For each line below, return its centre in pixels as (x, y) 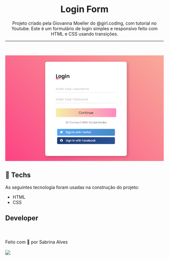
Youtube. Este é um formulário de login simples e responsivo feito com (84, 28)
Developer (22, 218)
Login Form (84, 9)
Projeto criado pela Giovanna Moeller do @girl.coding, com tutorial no (84, 23)
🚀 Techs (18, 175)
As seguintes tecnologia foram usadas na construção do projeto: (72, 187)
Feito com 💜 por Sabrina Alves (36, 242)
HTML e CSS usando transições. (84, 34)
